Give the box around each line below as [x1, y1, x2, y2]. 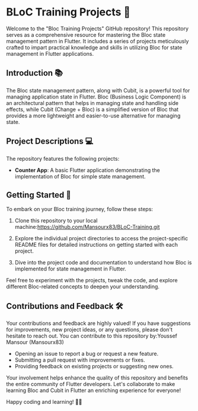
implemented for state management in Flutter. [14, 265, 126, 272]
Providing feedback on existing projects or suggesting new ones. [14, 363, 174, 370]
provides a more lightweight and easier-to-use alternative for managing [6, 112, 181, 119]
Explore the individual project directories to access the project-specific [14, 235, 189, 242]
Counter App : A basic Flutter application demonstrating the [14, 166, 160, 174]
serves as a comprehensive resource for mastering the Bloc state [6, 31, 166, 38]
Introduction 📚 [6, 68, 63, 78]
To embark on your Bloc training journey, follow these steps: [6, 206, 153, 213]
